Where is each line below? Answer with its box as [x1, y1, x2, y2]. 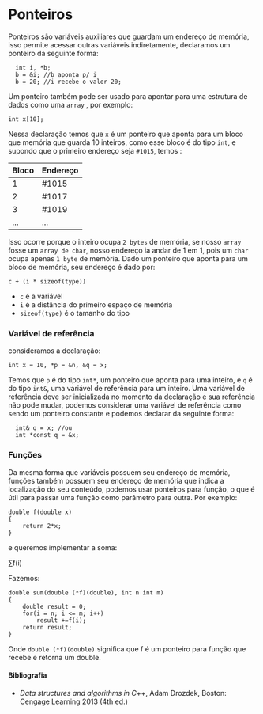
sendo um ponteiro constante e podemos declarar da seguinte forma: [8, 409, 235, 419]
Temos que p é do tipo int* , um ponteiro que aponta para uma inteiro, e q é [8, 375, 253, 385]
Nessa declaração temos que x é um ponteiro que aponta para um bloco [8, 129, 243, 139]
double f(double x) [8, 508, 73, 516]
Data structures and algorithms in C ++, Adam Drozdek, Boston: [19, 688, 227, 697]
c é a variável [19, 291, 63, 301]
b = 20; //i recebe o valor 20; [15, 78, 122, 85]
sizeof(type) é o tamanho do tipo [19, 308, 130, 317]
